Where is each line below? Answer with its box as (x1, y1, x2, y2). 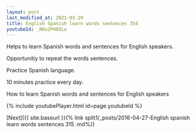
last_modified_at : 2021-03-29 (6, 15, 84, 21)
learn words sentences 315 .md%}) (6, 121, 95, 128)
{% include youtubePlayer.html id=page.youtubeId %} (6, 102, 143, 110)
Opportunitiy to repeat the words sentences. (6, 55, 118, 62)
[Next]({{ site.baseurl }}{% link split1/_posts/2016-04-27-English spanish (6, 114, 190, 121)
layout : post (6, 9, 40, 15)
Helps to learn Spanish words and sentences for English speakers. (6, 43, 174, 50)
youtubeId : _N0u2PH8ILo (6, 26, 67, 32)
